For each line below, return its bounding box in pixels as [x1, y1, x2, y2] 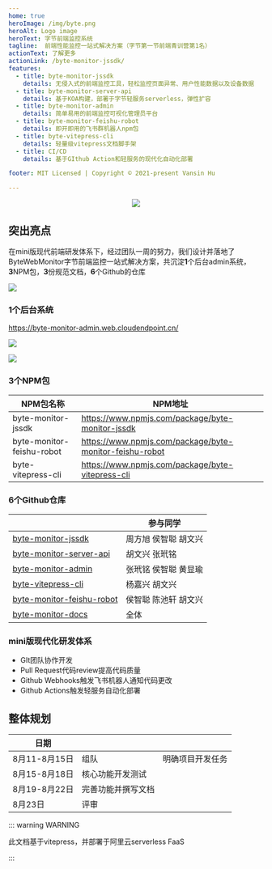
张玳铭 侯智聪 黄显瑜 [125, 563, 204, 574]
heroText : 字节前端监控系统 [8, 34, 93, 43]
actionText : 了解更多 [8, 49, 77, 57]
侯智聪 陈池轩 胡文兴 [125, 594, 204, 605]
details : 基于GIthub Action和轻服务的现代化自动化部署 [23, 155, 193, 163]
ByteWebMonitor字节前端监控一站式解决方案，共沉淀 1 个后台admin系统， [8, 256, 251, 266]
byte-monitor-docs [12, 608, 88, 620]
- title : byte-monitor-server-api [15, 87, 132, 95]
